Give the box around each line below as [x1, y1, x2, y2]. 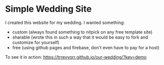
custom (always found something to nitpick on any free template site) [12, 29, 153, 35]
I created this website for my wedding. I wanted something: [5, 20, 125, 25]
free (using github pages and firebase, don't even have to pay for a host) [12, 44, 160, 50]
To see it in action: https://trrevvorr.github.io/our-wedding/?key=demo [5, 54, 147, 60]
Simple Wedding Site [5, 3, 92, 15]
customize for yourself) [12, 39, 60, 45]
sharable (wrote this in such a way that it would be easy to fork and [12, 34, 148, 40]
